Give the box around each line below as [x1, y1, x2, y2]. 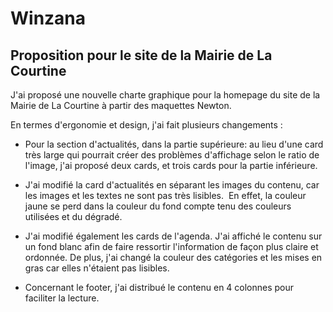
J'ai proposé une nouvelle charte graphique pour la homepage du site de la [10, 89, 321, 101]
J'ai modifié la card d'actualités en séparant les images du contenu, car [24, 179, 320, 191]
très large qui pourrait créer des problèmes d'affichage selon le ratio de [24, 149, 320, 161]
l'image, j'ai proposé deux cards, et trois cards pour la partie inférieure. [24, 160, 318, 171]
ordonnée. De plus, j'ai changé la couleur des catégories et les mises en [24, 252, 323, 263]
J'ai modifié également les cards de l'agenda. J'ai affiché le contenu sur [24, 230, 323, 242]
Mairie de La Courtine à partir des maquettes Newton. [10, 100, 232, 111]
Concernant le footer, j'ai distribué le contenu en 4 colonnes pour [24, 282, 295, 293]
